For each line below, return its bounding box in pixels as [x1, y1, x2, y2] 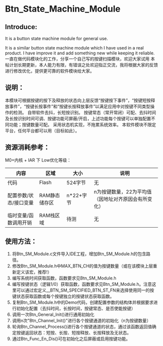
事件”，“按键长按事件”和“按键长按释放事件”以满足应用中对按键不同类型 [9, 103, 150, 109]
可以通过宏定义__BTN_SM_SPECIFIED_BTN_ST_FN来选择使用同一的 [16, 287, 150, 293]
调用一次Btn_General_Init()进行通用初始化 [12, 312, 95, 317]
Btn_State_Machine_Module [5, 3, 121, 15]
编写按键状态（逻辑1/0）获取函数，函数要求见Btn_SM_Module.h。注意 [12, 281, 152, 287]
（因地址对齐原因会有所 [94, 196, 147, 202]
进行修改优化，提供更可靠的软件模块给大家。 [5, 68, 95, 74]
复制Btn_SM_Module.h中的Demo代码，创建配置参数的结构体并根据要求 [12, 299, 154, 305]
